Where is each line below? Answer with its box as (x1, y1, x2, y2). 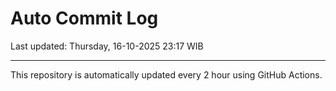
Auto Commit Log (10, 7, 159, 30)
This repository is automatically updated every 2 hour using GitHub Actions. (10, 68, 323, 81)
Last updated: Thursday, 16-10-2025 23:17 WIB (10, 40, 204, 52)
